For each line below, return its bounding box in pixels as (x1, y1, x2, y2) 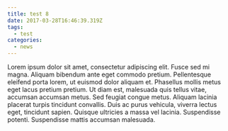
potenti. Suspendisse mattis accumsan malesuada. (7, 115, 156, 124)
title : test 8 (7, 10, 50, 18)
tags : (7, 23, 23, 30)
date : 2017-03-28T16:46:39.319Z (7, 17, 103, 24)
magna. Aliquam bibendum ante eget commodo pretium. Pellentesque (7, 70, 212, 79)
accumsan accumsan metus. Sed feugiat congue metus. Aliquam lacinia (7, 93, 217, 101)
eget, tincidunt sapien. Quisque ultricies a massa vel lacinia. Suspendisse (7, 108, 221, 116)
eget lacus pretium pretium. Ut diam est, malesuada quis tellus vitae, (7, 86, 207, 93)
